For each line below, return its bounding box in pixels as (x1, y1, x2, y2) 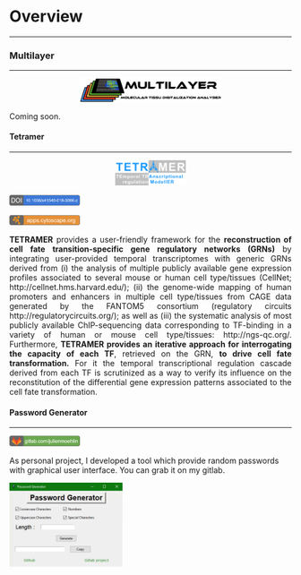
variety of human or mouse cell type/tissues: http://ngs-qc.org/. (9, 330, 292, 340)
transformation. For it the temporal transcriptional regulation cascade (9, 358, 292, 369)
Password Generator (9, 407, 88, 417)
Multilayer (9, 49, 56, 62)
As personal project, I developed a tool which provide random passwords (9, 455, 279, 467)
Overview (9, 6, 83, 27)
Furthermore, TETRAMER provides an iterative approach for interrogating (9, 339, 292, 350)
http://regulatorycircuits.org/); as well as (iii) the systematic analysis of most (9, 311, 292, 322)
